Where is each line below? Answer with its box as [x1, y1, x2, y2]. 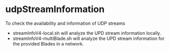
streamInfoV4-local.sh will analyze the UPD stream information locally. [12, 30, 161, 36]
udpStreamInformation [5, 4, 105, 15]
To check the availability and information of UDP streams [5, 20, 125, 26]
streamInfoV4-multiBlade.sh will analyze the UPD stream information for [12, 35, 165, 41]
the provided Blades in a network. [12, 40, 84, 46]
